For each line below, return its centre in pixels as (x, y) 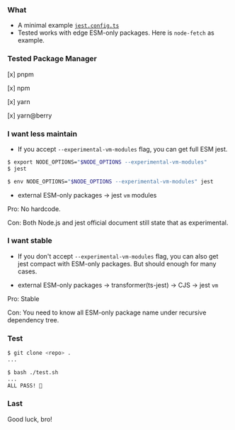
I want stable (30, 241)
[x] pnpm (21, 74)
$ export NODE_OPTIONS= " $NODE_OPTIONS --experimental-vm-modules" (107, 162)
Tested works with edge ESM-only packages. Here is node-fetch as (116, 33)
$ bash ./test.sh (33, 372)
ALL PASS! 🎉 (25, 385)
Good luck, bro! (30, 419)
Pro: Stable (23, 298)
